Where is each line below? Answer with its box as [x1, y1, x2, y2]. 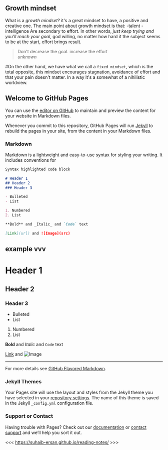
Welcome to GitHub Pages [5, 94, 88, 102]
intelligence [5, 28, 29, 34]
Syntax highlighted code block [5, 167, 70, 172]
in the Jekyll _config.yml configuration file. [5, 400, 93, 406]
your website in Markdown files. [5, 113, 71, 119]
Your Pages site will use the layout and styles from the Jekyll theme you [5, 389, 153, 396]
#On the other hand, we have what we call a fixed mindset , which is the [5, 63, 153, 69]
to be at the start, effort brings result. [5, 39, 81, 45]
